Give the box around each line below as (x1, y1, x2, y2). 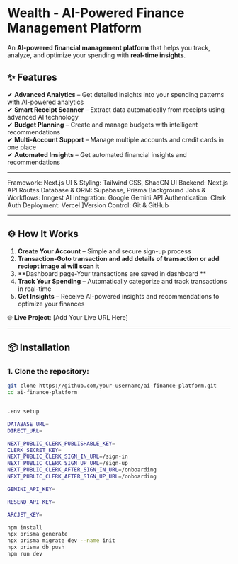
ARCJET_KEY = (7, 511, 42, 518)
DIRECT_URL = (7, 427, 42, 434)
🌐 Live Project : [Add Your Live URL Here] (7, 313, 129, 321)
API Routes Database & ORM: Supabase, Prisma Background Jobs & (7, 185, 206, 194)
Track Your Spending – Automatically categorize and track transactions (17, 277, 227, 285)
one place (7, 143, 37, 151)
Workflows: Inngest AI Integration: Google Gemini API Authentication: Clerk (7, 193, 227, 202)
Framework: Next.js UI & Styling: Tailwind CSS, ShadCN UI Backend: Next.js (7, 178, 229, 187)
